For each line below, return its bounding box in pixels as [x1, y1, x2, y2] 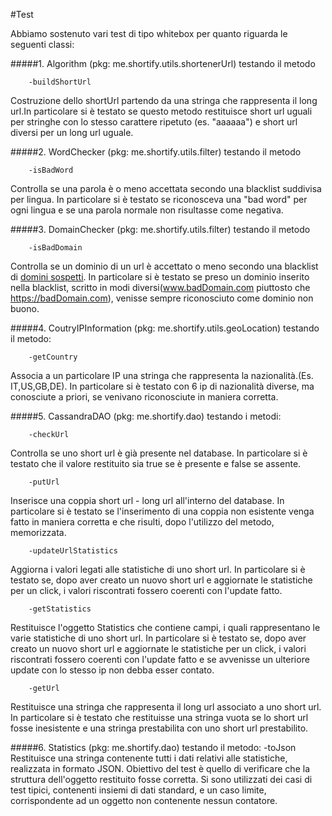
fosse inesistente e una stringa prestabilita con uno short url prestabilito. [10, 722, 309, 734]
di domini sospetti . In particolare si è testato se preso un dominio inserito [10, 271, 310, 283]
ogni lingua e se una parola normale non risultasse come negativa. [10, 204, 284, 216]
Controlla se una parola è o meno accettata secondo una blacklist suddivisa [10, 183, 322, 194]
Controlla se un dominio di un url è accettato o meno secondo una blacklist [10, 260, 319, 272]
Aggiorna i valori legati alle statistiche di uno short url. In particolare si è [10, 564, 306, 575]
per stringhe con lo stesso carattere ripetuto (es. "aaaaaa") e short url [10, 116, 298, 128]
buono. [10, 303, 40, 314]
